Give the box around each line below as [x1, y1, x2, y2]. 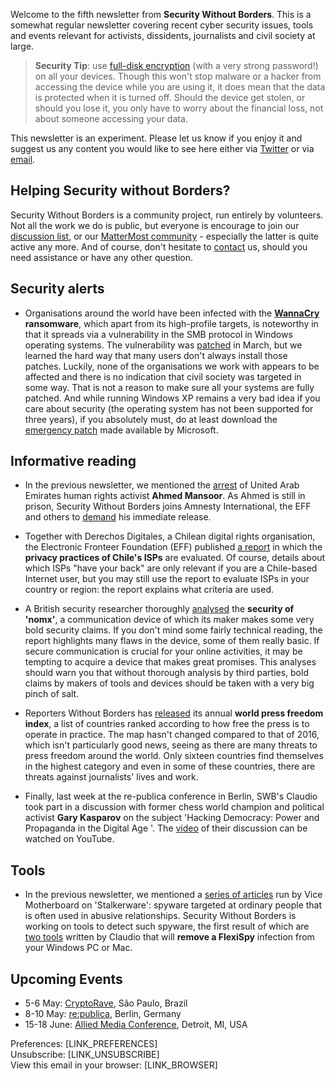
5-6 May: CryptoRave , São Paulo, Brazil [24, 997, 188, 1009]
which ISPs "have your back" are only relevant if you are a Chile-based [24, 562, 318, 574]
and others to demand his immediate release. [24, 511, 212, 523]
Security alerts [10, 280, 105, 298]
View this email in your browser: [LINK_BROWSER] [10, 1059, 218, 1071]
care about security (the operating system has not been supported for [24, 402, 314, 414]
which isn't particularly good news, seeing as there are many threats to [24, 739, 318, 751]
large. [10, 40, 35, 52]
